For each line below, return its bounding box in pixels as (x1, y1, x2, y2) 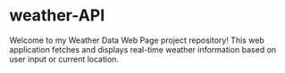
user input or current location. (9, 53, 119, 64)
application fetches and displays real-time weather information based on (9, 44, 277, 54)
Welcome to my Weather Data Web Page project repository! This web (9, 35, 265, 45)
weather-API (9, 5, 105, 26)
